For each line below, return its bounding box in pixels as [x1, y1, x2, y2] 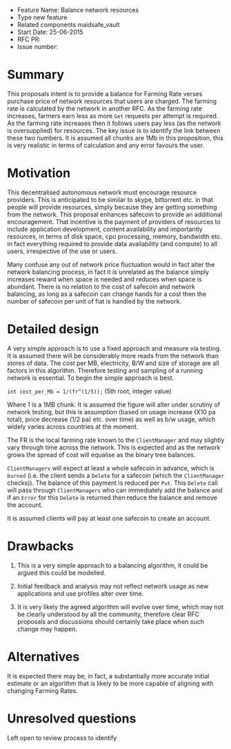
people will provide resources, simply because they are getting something [7, 203, 217, 211]
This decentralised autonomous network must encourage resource [7, 188, 197, 196]
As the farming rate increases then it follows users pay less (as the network [7, 119, 222, 127]
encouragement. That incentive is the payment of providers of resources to [7, 217, 221, 225]
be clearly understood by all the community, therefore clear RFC [17, 610, 200, 618]
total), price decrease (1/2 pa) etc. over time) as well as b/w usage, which [7, 415, 216, 423]
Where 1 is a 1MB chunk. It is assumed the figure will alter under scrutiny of [7, 400, 221, 409]
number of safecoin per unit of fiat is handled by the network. [7, 297, 182, 305]
